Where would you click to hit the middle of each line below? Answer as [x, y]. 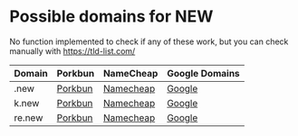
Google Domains [203, 73]
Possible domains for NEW [111, 17]
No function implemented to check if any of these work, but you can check [149, 41]
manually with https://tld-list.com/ [72, 50]
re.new [29, 117]
